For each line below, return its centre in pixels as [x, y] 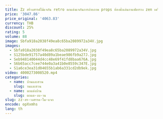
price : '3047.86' [23, 14]
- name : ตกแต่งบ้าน [26, 91]
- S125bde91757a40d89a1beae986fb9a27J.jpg [53, 55]
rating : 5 [15, 32]
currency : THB [19, 23]
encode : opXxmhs [21, 104]
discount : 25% [19, 28]
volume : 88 [16, 37]
